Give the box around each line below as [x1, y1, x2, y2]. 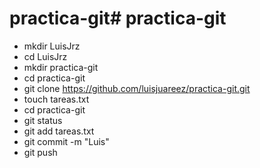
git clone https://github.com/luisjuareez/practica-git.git [23, 82, 251, 94]
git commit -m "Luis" [23, 135, 110, 147]
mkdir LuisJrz [23, 40, 81, 52]
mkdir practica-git [23, 61, 99, 73]
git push [23, 146, 58, 158]
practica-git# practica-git [9, 7, 227, 30]
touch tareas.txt [23, 93, 90, 105]
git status [23, 114, 63, 126]
